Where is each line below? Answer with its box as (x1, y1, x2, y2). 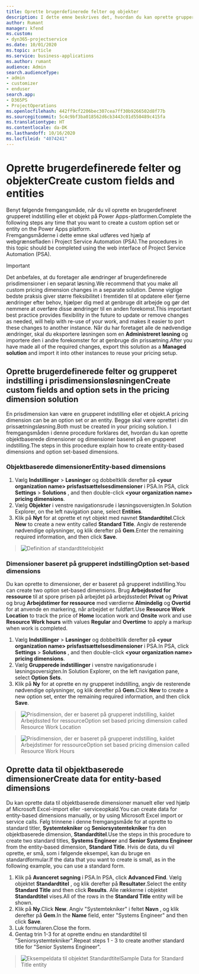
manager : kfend (6, 25, 44, 31)
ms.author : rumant (6, 58, 52, 64)
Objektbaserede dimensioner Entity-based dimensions (6, 463, 166, 471)
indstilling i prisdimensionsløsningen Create (6, 376, 171, 386)
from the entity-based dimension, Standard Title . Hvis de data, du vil (6, 843, 175, 850)
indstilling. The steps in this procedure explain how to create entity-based (6, 442, 184, 449)
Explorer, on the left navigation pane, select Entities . (14, 508, 143, 515)
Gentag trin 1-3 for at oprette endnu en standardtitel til (14, 931, 147, 938)
